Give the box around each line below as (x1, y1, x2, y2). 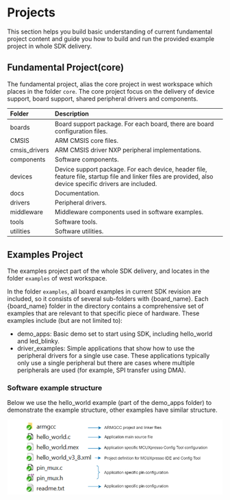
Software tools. (54, 218, 98, 226)
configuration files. (54, 127, 108, 135)
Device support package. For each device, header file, (54, 165, 207, 173)
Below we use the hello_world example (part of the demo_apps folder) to (7, 399, 212, 407)
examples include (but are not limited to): (7, 317, 123, 325)
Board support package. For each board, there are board (54, 120, 214, 128)
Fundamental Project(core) (7, 62, 125, 73)
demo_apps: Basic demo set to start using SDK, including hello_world (16, 330, 213, 338)
